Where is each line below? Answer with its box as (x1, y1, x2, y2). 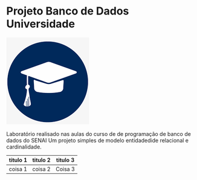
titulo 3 (56, 156, 74, 164)
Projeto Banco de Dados (6, 4, 129, 18)
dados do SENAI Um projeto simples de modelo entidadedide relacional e (6, 137, 189, 144)
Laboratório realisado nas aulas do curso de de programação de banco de (6, 130, 192, 137)
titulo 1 (8, 156, 27, 164)
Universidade (6, 17, 76, 31)
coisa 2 (32, 165, 51, 173)
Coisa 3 (55, 165, 76, 173)
